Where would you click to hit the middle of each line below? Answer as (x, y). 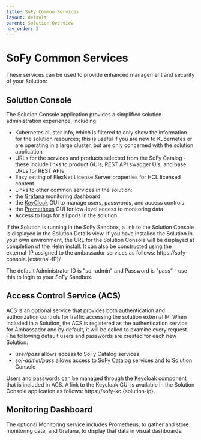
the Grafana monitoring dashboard (58, 196)
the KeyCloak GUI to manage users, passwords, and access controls (100, 203)
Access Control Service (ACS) (64, 296)
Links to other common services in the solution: (73, 190)
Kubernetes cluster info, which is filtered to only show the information (101, 132)
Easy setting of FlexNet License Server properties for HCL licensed (98, 177)
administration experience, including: (52, 121)
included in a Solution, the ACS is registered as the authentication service (97, 323)
